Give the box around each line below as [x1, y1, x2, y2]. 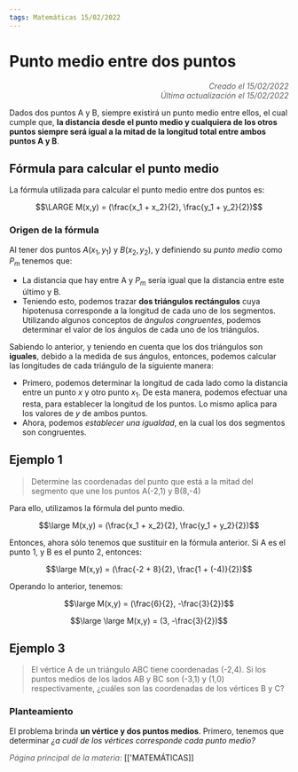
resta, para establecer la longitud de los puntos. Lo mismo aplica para [21, 398, 278, 409]
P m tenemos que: [9, 256, 73, 269]
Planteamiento [9, 705, 74, 718]
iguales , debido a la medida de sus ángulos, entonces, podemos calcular [9, 351, 277, 362]
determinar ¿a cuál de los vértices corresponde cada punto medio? [9, 735, 255, 745]
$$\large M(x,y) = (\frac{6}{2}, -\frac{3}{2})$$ [63, 598, 235, 609]
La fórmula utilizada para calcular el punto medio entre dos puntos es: [9, 185, 265, 195]
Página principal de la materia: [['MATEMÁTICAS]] [9, 752, 194, 763]
